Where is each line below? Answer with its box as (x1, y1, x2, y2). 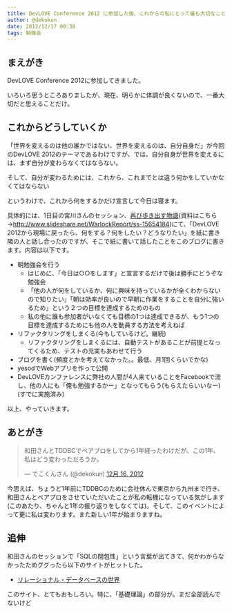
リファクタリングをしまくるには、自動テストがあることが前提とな (27, 338, 215, 346)
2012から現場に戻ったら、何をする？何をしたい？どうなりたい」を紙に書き (7, 228, 221, 237)
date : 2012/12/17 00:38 (7, 23, 76, 30)
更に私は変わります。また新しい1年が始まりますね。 (19, 510, 166, 518)
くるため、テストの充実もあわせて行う (33, 347, 143, 355)
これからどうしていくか (7, 121, 107, 133)
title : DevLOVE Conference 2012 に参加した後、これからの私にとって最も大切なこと (7, 10, 226, 17)
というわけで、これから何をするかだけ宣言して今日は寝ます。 (7, 196, 182, 204)
